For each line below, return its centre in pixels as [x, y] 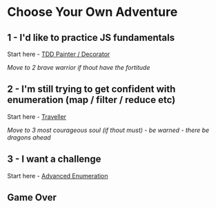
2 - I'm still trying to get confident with [91, 89]
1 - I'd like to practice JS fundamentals [91, 38]
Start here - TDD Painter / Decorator [59, 54]
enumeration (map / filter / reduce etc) [91, 100]
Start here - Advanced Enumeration [58, 176]
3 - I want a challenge [54, 159]
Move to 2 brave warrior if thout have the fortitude [79, 67]
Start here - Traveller [37, 116]
